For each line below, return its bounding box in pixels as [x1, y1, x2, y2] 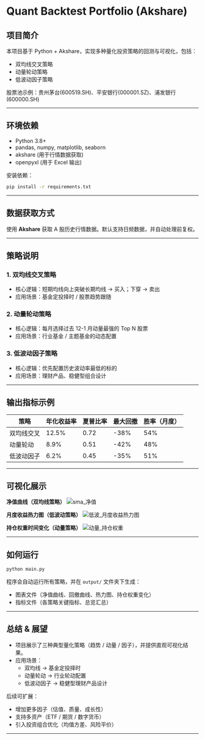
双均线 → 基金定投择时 [24, 664, 81, 672]
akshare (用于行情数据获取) [15, 151, 84, 158]
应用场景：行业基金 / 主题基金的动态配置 [15, 332, 117, 340]
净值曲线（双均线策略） [6, 498, 65, 505]
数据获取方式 [6, 208, 55, 218]
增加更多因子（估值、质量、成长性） [15, 705, 107, 713]
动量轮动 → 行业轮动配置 [24, 672, 87, 679]
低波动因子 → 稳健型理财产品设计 [24, 680, 108, 687]
